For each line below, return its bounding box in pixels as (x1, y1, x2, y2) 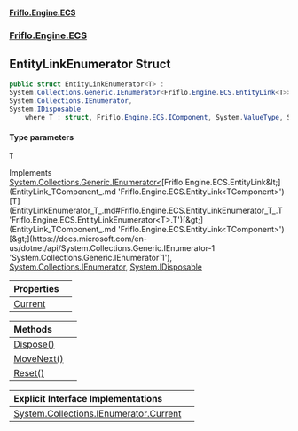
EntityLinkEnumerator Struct (9, 56, 171, 71)
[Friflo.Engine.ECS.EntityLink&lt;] (161, 176, 281, 187)
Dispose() (13, 338, 55, 350)
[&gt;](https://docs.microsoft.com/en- (9, 233, 148, 244)
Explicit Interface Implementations (13, 392, 163, 404)
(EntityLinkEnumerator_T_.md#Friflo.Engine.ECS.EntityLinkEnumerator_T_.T (9, 205, 284, 215)
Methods (13, 323, 53, 335)
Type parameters (9, 132, 74, 143)
